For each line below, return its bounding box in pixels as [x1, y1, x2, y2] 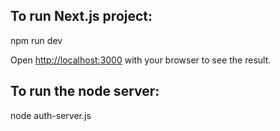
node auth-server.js [10, 109, 92, 121]
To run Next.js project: [10, 8, 153, 25]
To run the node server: [10, 83, 160, 100]
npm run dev [10, 34, 63, 46]
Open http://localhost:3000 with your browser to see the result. [10, 54, 272, 66]
